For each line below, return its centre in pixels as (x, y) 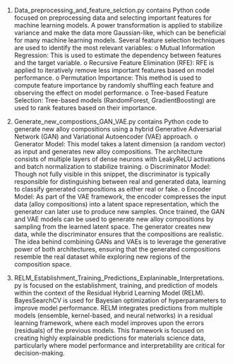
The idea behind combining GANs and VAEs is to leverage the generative (120, 242)
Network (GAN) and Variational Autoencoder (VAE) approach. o (106, 136)
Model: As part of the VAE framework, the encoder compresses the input (120, 196)
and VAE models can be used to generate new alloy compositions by (114, 219)
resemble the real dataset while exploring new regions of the (102, 257)
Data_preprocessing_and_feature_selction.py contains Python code (112, 10)
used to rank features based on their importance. (85, 108)
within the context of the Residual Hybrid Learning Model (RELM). (109, 293)
